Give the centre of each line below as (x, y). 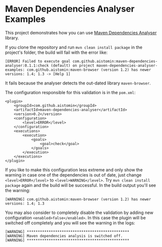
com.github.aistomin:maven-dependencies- (115, 61)
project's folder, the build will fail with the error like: (56, 52)
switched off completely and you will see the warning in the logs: (70, 223)
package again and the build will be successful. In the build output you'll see (81, 185)
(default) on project (73, 66)
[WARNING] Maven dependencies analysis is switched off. (64, 236)
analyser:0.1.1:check (27, 66)
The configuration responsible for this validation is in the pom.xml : (70, 92)
